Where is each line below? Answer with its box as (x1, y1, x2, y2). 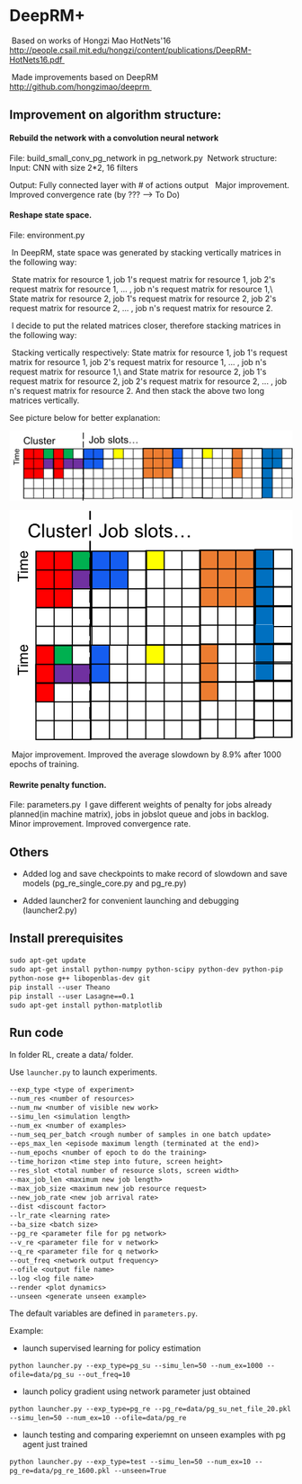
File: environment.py (9, 229, 85, 240)
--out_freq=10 (77, 1370, 130, 1379)
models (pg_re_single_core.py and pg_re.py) (22, 878, 187, 889)
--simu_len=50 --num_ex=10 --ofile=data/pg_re (9, 1413, 187, 1422)
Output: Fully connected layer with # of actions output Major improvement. (9, 179, 290, 190)
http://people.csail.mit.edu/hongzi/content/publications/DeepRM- (9, 44, 252, 55)
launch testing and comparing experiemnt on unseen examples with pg (22, 1429, 286, 1440)
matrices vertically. (9, 395, 80, 406)
